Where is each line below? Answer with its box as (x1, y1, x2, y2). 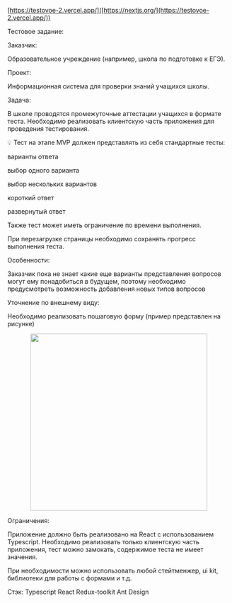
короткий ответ (7, 194, 54, 202)
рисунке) (7, 320, 35, 328)
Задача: (7, 96, 31, 104)
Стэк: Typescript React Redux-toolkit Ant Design (7, 587, 149, 596)
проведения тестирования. (7, 125, 90, 133)
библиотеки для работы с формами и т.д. (7, 574, 132, 582)
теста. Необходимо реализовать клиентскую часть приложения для (7, 117, 214, 125)
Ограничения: (7, 517, 50, 524)
